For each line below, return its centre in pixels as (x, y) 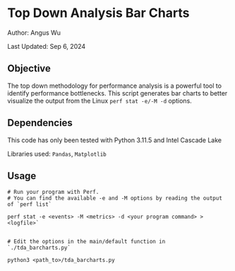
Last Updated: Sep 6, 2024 (47, 46)
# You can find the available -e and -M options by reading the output (115, 198)
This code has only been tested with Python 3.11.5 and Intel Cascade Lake (115, 140)
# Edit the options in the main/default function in (86, 242)
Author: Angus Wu (34, 33)
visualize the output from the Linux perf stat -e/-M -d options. (100, 100)
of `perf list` (30, 204)
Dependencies (40, 123)
